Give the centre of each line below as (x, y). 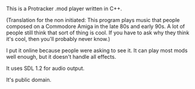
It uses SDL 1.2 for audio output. (45, 68)
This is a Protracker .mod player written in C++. (64, 9)
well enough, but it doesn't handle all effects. (61, 57)
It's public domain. (29, 80)
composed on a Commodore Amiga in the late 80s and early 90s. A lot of (96, 26)
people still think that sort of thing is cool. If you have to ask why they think (98, 33)
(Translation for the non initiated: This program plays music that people (93, 20)
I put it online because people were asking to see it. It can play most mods (97, 50)
